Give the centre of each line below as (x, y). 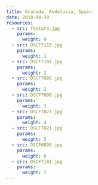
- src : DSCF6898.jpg (37, 145)
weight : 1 (34, 56)
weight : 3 (34, 106)
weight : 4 (34, 123)
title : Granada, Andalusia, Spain (49, 12)
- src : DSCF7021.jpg (37, 128)
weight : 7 (34, 173)
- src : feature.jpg (36, 28)
